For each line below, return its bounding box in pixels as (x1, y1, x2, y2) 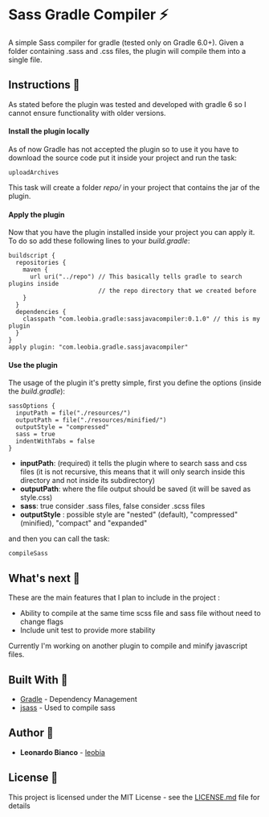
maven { (22, 266, 48, 274)
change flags (19, 617, 64, 627)
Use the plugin (8, 360, 58, 369)
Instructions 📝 (8, 78, 80, 92)
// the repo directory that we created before (97, 287, 257, 295)
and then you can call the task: (8, 534, 110, 543)
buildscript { (8, 252, 56, 260)
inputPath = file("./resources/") (15, 409, 131, 418)
